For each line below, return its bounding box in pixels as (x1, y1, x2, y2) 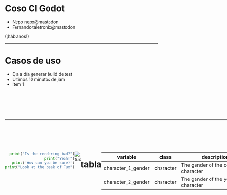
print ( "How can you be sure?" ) (11, 161, 75, 165)
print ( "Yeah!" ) (44, 156, 75, 161)
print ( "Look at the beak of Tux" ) (5, 165, 75, 170)
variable (117, 153, 137, 160)
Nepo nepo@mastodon (12, 19, 59, 25)
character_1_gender (103, 164, 150, 171)
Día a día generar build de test (12, 71, 73, 77)
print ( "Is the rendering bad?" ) (9, 151, 75, 156)
